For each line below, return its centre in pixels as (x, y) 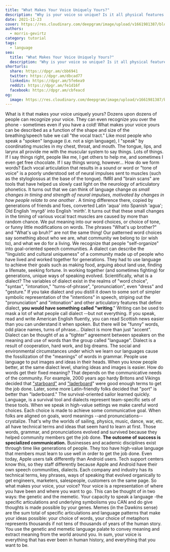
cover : (12, 24)
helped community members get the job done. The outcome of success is (83, 437)
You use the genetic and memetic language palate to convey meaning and (82, 529)
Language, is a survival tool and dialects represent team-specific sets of (80, 400)
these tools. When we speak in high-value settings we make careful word (82, 405)
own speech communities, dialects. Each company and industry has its (79, 470)
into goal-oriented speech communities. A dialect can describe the (75, 249)
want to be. (17, 545)
